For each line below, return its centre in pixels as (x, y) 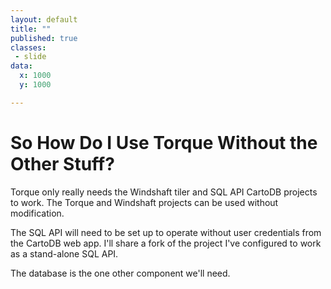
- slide (30, 57)
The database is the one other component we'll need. (120, 273)
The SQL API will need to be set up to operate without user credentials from (166, 232)
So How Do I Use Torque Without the (164, 142)
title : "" (31, 29)
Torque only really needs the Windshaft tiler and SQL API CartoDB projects (164, 192)
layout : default (44, 19)
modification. (37, 213)
